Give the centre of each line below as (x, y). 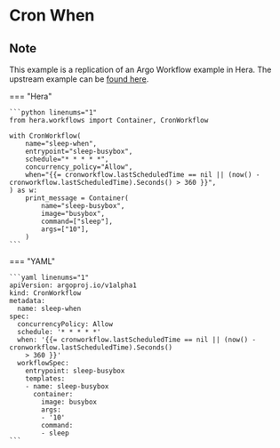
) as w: (24, 190)
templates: (45, 379)
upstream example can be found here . (79, 79)
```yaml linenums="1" (49, 277)
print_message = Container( (77, 198)
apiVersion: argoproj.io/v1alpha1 (73, 285)
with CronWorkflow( (45, 136)
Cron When (52, 16)
